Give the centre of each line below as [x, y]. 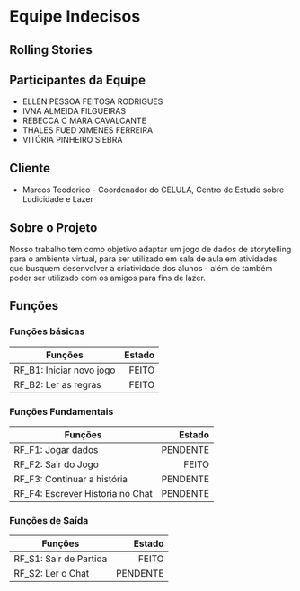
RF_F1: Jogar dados [56, 450]
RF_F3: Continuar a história [71, 479]
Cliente [30, 168]
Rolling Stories [51, 50]
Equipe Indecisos [75, 17]
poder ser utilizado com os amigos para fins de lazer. [108, 278]
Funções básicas [47, 331]
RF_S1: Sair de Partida [61, 559]
